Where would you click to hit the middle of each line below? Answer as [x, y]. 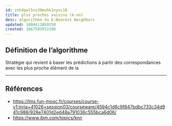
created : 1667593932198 [31, 29]
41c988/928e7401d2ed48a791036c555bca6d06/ [64, 112]
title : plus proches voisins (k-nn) [44, 15]
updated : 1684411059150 [31, 24]
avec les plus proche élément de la [42, 68]
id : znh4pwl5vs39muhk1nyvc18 [36, 10]
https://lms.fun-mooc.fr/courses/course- [56, 101]
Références [24, 89]
